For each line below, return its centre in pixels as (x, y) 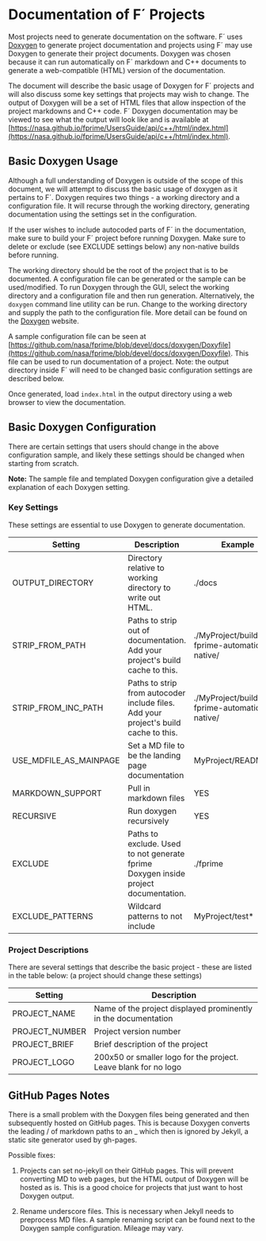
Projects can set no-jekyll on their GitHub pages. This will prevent (126, 1170)
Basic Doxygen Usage (63, 162)
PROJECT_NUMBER (49, 1031)
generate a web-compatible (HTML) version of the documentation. (117, 70)
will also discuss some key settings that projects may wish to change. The (129, 94)
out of (139, 630)
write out (144, 597)
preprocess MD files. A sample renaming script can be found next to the (137, 1220)
